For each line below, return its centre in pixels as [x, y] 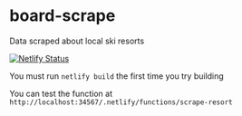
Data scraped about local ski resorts [77, 41]
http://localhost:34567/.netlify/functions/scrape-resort [121, 102]
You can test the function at [61, 93]
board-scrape [63, 16]
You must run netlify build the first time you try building [116, 76]
